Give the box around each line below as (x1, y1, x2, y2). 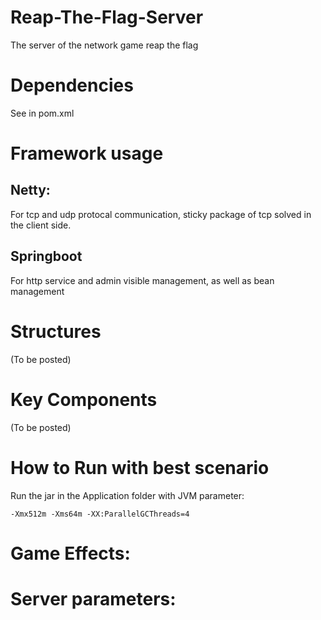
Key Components (10, 388, 158, 411)
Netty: (10, 182, 51, 199)
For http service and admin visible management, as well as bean (10, 274, 275, 286)
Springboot (10, 248, 83, 265)
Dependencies (10, 74, 134, 97)
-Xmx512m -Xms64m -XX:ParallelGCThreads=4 (10, 509, 190, 519)
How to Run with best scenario (10, 456, 270, 479)
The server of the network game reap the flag (10, 39, 199, 51)
